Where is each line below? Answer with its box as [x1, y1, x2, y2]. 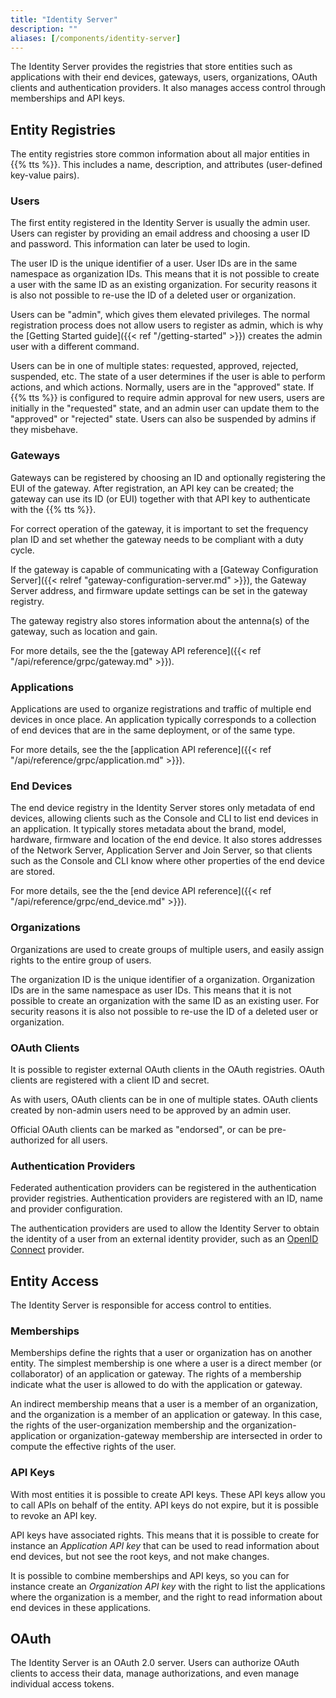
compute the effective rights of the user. [10, 1441, 177, 1453]
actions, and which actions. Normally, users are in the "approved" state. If [10, 381, 315, 393]
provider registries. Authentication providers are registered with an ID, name [10, 1192, 323, 1205]
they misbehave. [10, 424, 79, 436]
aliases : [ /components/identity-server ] [10, 33, 182, 43]
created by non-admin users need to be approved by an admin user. [10, 1104, 292, 1116]
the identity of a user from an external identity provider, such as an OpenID [10, 1233, 319, 1245]
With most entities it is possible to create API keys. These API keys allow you [10, 1488, 326, 1500]
